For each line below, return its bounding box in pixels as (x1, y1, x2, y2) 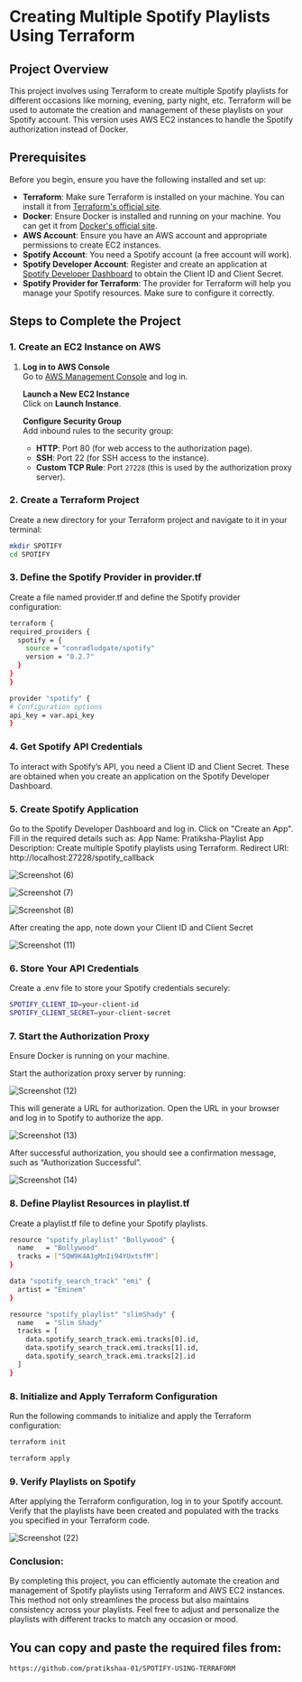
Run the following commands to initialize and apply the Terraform (9, 1411, 252, 1421)
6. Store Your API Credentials (9, 962, 140, 975)
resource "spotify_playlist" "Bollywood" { (9, 1235, 176, 1244)
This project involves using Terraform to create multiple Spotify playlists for (9, 86, 289, 96)
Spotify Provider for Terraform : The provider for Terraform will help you (22, 277, 291, 288)
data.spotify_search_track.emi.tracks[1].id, (25, 1343, 200, 1352)
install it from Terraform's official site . (22, 201, 162, 211)
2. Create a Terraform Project (9, 494, 140, 507)
